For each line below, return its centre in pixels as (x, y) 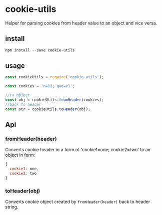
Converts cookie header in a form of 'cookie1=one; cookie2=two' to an (78, 150)
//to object (17, 95)
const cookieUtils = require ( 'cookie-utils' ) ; (54, 77)
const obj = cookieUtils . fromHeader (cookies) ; (54, 100)
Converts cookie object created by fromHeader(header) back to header (78, 202)
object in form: (20, 155)
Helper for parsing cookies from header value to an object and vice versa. (81, 23)
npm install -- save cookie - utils (40, 50)
